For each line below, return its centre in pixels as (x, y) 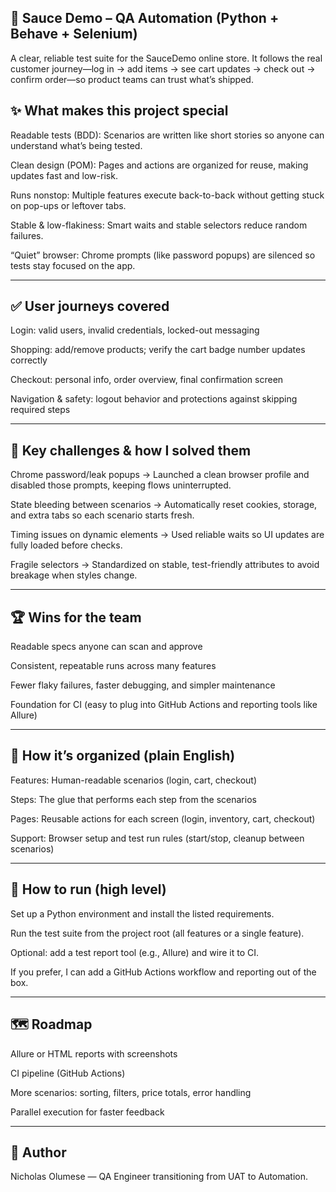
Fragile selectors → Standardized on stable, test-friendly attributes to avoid (165, 565)
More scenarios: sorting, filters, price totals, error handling (131, 1092)
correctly (29, 360)
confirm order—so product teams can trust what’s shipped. (132, 79)
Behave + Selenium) (74, 34)
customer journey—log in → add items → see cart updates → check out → (163, 68)
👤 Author (38, 1152)
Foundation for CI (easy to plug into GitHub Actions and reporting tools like (164, 705)
